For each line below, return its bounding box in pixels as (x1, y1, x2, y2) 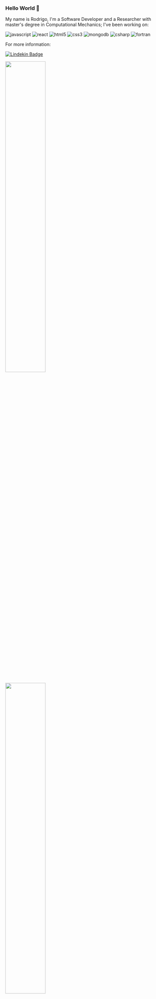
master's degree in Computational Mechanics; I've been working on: (5, 21, 149, 28)
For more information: (5, 41, 51, 47)
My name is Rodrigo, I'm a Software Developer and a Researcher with (5, 16, 151, 22)
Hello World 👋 (5, 5, 40, 12)
